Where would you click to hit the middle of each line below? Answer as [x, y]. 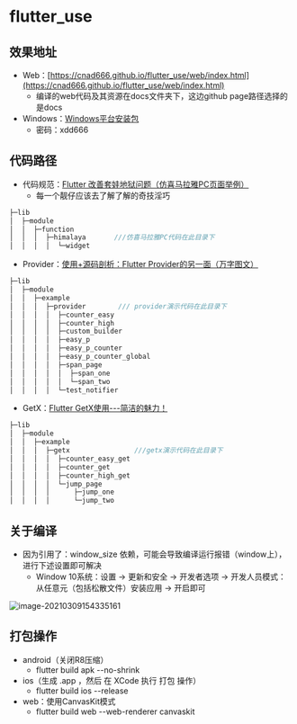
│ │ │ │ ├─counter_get [60, 467]
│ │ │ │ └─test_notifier [64, 390]
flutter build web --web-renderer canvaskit [115, 711]
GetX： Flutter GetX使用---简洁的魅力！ [95, 408]
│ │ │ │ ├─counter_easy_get [70, 459]
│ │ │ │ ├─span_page [56, 365]
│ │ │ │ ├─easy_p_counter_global [80, 357]
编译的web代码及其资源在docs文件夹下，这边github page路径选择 [158, 96]
